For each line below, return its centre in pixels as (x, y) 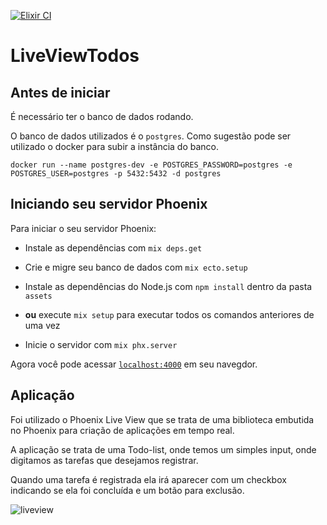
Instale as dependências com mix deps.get (113, 247)
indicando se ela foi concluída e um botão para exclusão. (127, 490)
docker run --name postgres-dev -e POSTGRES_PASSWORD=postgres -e (151, 165)
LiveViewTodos (75, 56)
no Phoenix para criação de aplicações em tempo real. (122, 430)
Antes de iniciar (60, 92)
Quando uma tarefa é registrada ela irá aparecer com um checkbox (148, 479)
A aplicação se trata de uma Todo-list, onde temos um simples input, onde (163, 449)
